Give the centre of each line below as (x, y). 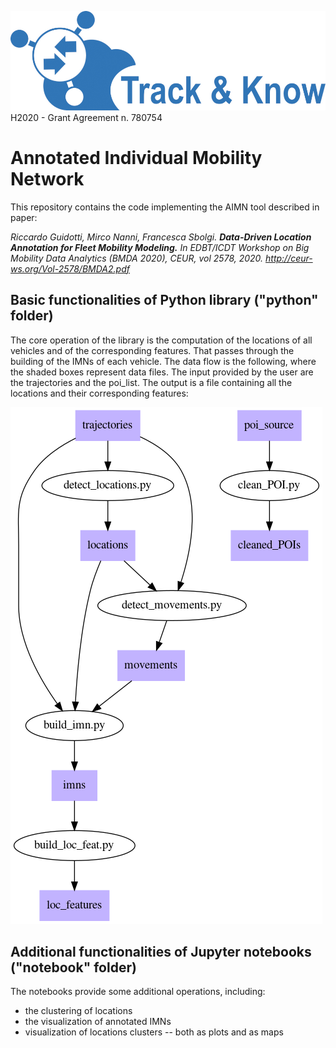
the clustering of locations (78, 1011)
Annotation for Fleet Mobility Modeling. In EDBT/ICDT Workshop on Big (160, 247)
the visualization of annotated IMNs (98, 1022)
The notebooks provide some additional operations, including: (138, 992)
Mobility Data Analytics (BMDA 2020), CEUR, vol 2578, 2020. (137, 258)
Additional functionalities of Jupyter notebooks (161, 951)
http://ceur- (289, 258)
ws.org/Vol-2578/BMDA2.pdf (70, 268)
